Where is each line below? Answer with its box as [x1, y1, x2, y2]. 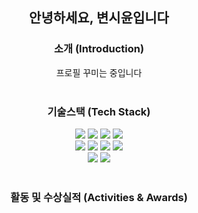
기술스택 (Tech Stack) [47, 104, 151, 118]
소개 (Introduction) [53, 42, 145, 56]
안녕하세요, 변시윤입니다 [29, 9, 169, 27]
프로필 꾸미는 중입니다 [55, 66, 143, 78]
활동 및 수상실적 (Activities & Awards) [10, 190, 188, 204]
